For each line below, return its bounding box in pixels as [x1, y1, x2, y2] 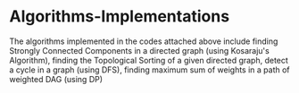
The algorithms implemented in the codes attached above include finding [9, 36, 278, 46]
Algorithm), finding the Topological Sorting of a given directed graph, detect [9, 55, 288, 65]
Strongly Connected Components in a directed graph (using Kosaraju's [9, 45, 270, 55]
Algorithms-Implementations [9, 6, 230, 27]
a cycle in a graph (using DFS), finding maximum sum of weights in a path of [9, 64, 290, 75]
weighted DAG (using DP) [9, 73, 104, 84]
